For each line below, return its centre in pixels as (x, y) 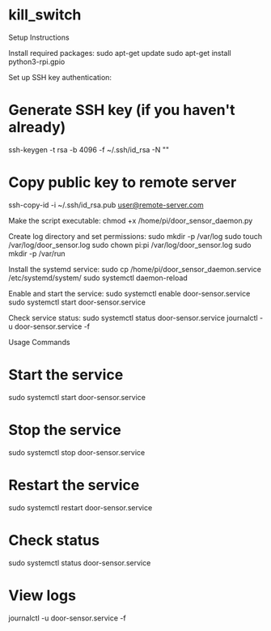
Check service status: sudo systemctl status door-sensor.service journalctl (133, 318)
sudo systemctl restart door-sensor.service (80, 507)
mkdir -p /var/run (37, 254)
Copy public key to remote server (123, 183)
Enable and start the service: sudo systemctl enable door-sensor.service (129, 293)
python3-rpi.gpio (37, 62)
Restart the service (74, 485)
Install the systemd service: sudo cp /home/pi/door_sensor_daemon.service (135, 269)
